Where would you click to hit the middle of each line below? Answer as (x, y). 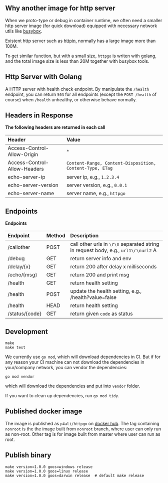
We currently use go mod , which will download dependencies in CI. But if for (83, 357)
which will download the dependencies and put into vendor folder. (73, 386)
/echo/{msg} (22, 275)
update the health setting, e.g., (106, 291)
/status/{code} (24, 314)
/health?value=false (93, 297)
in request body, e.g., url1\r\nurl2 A (113, 250)
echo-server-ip (27, 177)
